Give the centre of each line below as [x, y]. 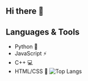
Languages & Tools [43, 32]
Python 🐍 [26, 47]
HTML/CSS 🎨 [31, 71]
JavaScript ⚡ [31, 54]
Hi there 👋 [25, 11]
